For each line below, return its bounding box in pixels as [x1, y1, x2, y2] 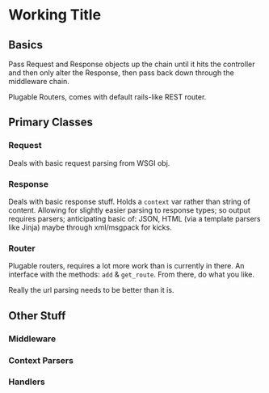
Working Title [8, 6, 102, 24]
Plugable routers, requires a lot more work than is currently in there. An [8, 261, 245, 271]
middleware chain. [8, 77, 70, 86]
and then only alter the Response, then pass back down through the [8, 68, 234, 78]
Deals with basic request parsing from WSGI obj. [8, 158, 170, 167]
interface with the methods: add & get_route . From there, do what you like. [8, 269, 254, 280]
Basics [8, 38, 43, 52]
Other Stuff [8, 309, 66, 323]
